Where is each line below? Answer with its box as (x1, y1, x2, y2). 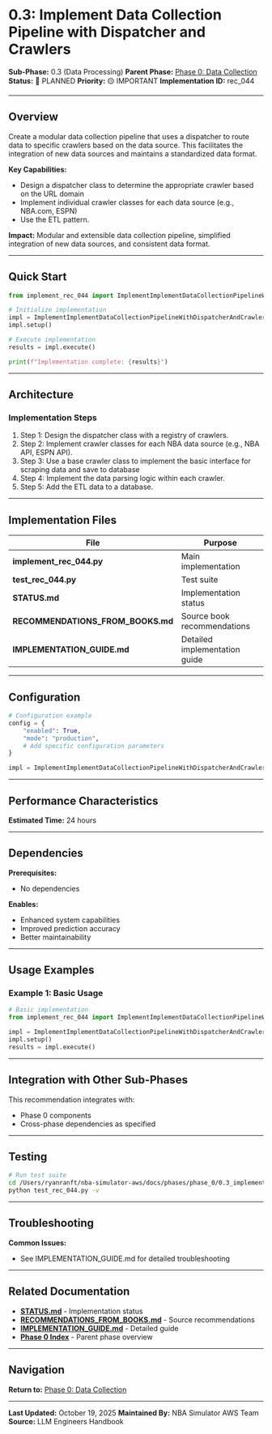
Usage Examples (8, 964, 95, 977)
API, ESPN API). (19, 448, 73, 457)
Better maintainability (19, 932, 91, 942)
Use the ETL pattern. (19, 215, 90, 224)
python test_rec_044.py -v (8, 1186, 100, 1195)
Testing (8, 1150, 48, 1164)
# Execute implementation (8, 336, 96, 344)
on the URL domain (19, 189, 85, 198)
